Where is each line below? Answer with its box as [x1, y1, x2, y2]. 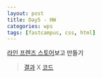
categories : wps [7, 23, 53, 29]
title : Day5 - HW [7, 16, 56, 23]
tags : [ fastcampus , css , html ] [7, 29, 96, 36]
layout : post [7, 10, 44, 17]
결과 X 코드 [23, 63, 54, 72]
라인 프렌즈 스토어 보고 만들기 [7, 49, 84, 57]
